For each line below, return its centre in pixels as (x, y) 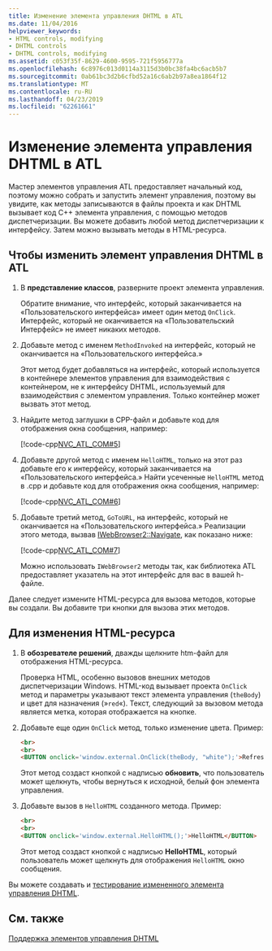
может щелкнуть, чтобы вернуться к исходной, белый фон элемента (140, 782)
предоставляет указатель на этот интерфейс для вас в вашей (127, 575)
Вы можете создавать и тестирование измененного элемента (117, 884)
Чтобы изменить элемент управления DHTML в (136, 256)
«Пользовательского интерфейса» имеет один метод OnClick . (128, 312)
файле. (32, 583)
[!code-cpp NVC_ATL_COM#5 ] (70, 444)
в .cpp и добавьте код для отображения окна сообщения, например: (140, 485)
